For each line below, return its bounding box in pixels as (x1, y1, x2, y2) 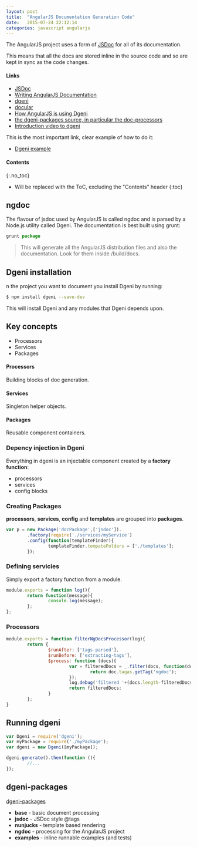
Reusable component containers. (6, 429, 86, 436)
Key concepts (6, 322, 57, 332)
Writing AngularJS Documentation (14, 92, 97, 99)
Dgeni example (14, 145, 51, 153)
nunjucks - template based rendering (14, 821, 106, 828)
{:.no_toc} (6, 171, 30, 179)
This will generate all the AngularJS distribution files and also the (20, 244, 177, 251)
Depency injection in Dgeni (6, 444, 84, 452)
